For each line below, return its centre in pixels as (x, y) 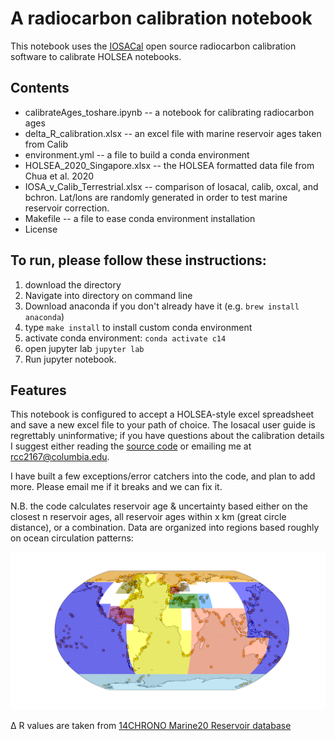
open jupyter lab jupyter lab (84, 348)
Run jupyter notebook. (70, 359)
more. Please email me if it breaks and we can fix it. (116, 487)
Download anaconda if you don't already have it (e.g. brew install (162, 306)
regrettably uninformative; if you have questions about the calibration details (167, 436)
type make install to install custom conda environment (138, 327)
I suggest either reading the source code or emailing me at (131, 446)
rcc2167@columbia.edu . (60, 457)
